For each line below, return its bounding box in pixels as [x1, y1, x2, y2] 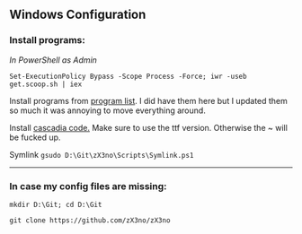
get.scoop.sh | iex [9, 80, 83, 89]
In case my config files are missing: [9, 179, 168, 192]
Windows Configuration [9, 7, 147, 22]
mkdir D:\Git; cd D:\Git [9, 200, 102, 209]
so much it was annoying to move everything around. [9, 105, 207, 116]
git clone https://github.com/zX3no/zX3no [9, 215, 171, 225]
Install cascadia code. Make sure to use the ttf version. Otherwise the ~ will [9, 122, 288, 133]
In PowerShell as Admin [9, 54, 97, 65]
